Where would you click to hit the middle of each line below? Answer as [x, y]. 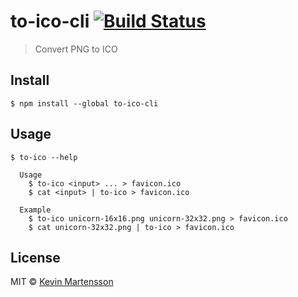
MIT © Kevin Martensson [62, 282]
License [35, 257]
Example [35, 210]
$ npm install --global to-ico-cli [84, 103]
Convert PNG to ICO [76, 49]
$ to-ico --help [44, 157]
